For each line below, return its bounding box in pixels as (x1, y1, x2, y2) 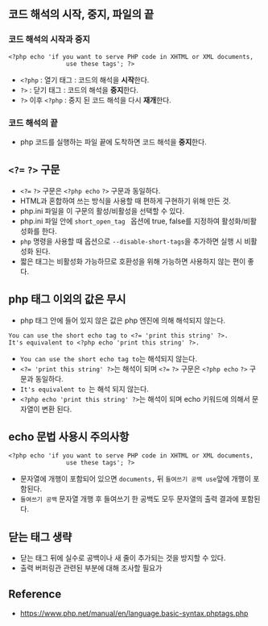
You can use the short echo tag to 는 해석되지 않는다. (19, 353, 197, 363)
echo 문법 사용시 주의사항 (8, 430, 130, 444)
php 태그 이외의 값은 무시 (8, 293, 126, 307)
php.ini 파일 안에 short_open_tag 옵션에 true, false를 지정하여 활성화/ (19, 216, 244, 226)
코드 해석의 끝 (8, 117, 59, 128)
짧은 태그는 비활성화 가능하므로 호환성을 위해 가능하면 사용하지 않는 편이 (19, 257, 246, 266)
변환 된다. (41, 404, 72, 414)
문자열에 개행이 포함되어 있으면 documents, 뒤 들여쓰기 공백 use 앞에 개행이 (19, 474, 252, 484)
